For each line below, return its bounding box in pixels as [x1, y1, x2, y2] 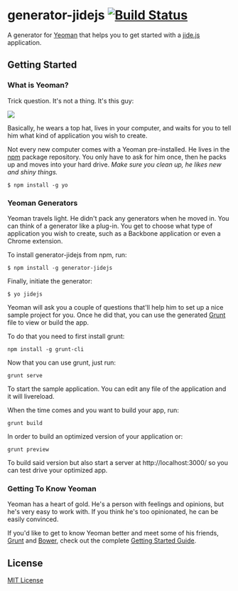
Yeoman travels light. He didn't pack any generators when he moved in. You [7, 214, 229, 222]
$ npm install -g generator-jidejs [7, 264, 113, 271]
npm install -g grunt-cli [7, 345, 84, 352]
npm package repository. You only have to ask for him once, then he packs [7, 152, 227, 161]
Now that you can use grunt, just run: [7, 358, 116, 367]
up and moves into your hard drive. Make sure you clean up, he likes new [7, 160, 222, 169]
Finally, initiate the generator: [7, 276, 92, 285]
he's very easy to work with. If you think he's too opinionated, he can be [7, 508, 219, 516]
